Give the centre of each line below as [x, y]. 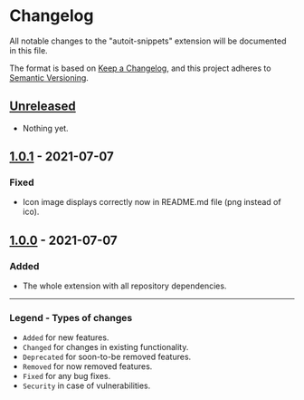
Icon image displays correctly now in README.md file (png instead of [152, 202]
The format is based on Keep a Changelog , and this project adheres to [140, 68]
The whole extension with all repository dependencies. [124, 286]
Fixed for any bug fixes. [66, 376]
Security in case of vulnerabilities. [86, 385]
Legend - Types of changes [71, 318]
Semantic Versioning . [49, 77]
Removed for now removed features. [87, 366]
